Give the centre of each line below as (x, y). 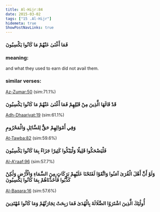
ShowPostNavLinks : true (30, 28)
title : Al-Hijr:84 (24, 10)
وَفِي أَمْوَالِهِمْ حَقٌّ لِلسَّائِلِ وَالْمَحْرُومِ (41, 127)
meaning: (17, 58)
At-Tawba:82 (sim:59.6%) (31, 138)
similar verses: (23, 81)
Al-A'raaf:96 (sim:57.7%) (30, 161)
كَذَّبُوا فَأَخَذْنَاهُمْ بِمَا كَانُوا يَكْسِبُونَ (38, 180)
